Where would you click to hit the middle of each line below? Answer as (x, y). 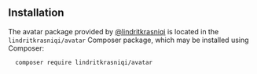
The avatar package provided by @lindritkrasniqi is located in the (114, 31)
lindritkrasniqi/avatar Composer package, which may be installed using (128, 40)
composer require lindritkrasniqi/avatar (84, 62)
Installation (36, 13)
